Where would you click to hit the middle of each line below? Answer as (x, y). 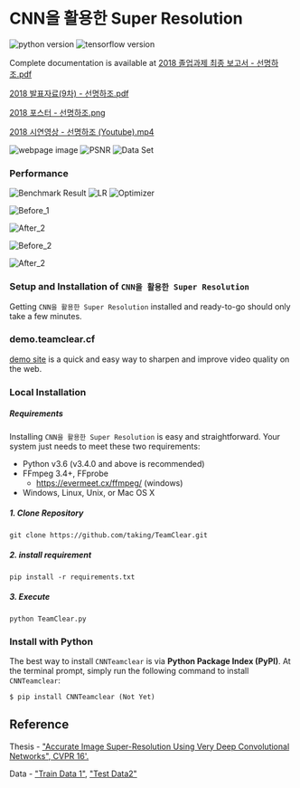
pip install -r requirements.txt (72, 577)
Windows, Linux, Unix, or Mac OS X (89, 492)
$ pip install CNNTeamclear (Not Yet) (82, 697)
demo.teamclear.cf (52, 339)
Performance (39, 173)
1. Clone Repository (47, 513)
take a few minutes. (46, 316)
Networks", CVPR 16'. (49, 755)
